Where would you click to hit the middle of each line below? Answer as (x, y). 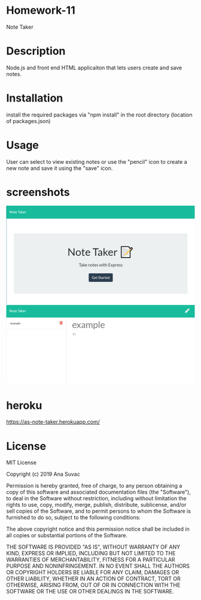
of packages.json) (28, 121)
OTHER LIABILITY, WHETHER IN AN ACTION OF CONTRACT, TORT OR (93, 579)
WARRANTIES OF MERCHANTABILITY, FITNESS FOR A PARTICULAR (91, 560)
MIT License (22, 463)
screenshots (38, 192)
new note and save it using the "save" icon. (60, 168)
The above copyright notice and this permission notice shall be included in (98, 529)
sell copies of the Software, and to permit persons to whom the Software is (99, 511)
